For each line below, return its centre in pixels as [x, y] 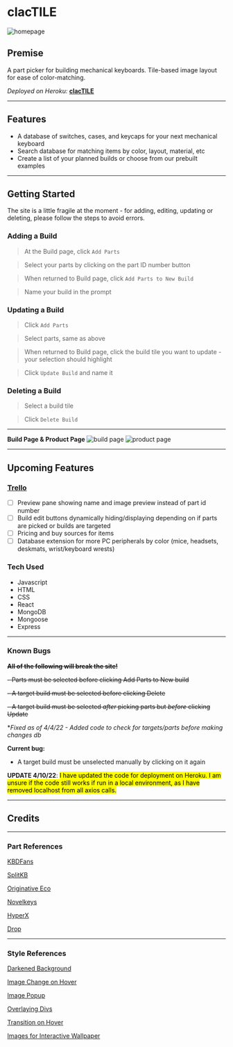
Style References [37, 953]
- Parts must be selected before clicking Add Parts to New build [98, 680]
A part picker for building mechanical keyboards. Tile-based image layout [112, 70]
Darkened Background [39, 968]
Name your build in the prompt [68, 291]
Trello [17, 488]
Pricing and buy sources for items [66, 534]
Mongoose [33, 619]
